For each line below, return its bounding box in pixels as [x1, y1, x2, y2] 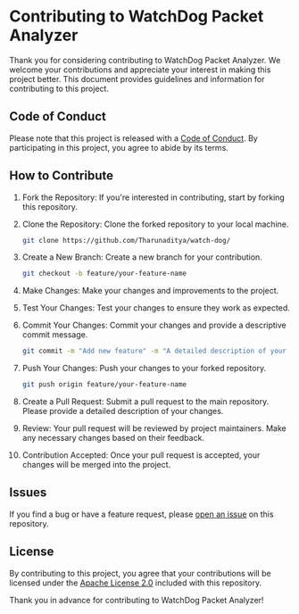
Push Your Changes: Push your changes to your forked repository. [21, 363, 266, 374]
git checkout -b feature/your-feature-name [21, 270, 187, 278]
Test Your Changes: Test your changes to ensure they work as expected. [21, 303, 290, 313]
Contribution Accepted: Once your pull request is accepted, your [21, 450, 261, 460]
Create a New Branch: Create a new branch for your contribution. [21, 252, 263, 262]
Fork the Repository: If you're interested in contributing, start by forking [21, 192, 286, 203]
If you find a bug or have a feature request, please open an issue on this [9, 509, 274, 519]
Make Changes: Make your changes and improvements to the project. [21, 286, 279, 296]
